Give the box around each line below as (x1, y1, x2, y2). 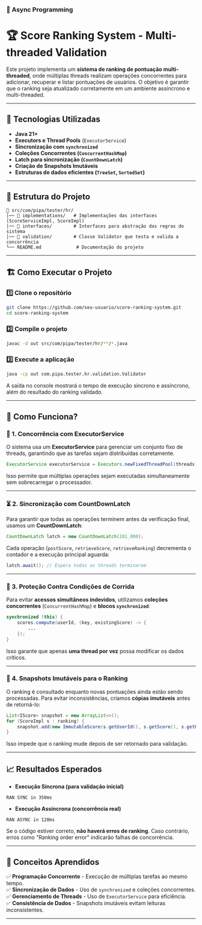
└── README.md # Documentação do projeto (6, 244, 144, 250)
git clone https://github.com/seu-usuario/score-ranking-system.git (6, 305, 182, 311)
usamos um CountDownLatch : (6, 522, 83, 529)
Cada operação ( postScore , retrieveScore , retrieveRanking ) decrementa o (6, 545, 191, 551)
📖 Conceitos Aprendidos (6, 857, 100, 867)
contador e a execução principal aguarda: (6, 551, 110, 558)
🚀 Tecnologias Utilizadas (6, 114, 100, 125)
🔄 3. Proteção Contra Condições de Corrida (6, 582, 135, 590)
